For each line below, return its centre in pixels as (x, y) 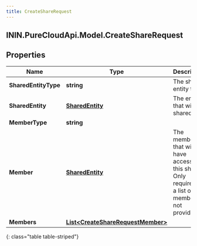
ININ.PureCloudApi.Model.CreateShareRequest (95, 35)
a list (179, 190)
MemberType (28, 122)
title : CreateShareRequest (39, 11)
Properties (26, 55)
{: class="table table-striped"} (43, 236)
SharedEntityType (35, 85)
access (183, 161)
